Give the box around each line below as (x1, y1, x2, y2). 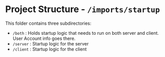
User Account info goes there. (12, 35, 76, 41)
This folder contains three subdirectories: (5, 20, 92, 26)
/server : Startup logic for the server (12, 40, 89, 46)
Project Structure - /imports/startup (5, 4, 160, 15)
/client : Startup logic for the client (12, 46, 87, 52)
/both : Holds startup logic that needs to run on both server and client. (12, 30, 159, 36)
